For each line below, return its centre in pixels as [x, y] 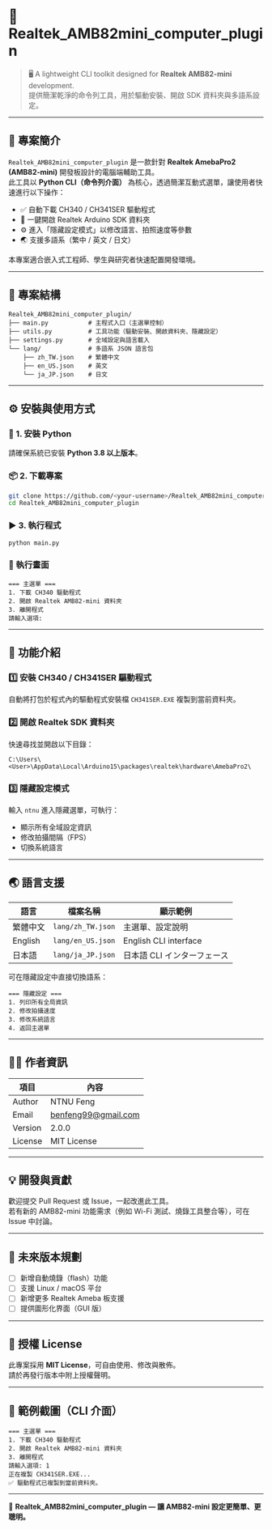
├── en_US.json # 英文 [65, 366]
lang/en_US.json [84, 941]
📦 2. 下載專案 [36, 476]
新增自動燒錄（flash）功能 [64, 1278]
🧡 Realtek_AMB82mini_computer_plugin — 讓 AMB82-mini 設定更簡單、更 [135, 1507]
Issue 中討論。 [32, 1221]
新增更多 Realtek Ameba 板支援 [72, 1298]
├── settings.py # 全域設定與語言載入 [79, 340]
